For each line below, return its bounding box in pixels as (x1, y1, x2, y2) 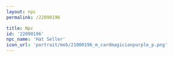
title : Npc (6, 25, 34, 31)
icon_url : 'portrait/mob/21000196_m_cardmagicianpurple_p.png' (6, 42, 168, 48)
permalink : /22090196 (6, 14, 61, 20)
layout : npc (6, 8, 36, 15)
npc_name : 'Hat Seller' (6, 37, 66, 43)
